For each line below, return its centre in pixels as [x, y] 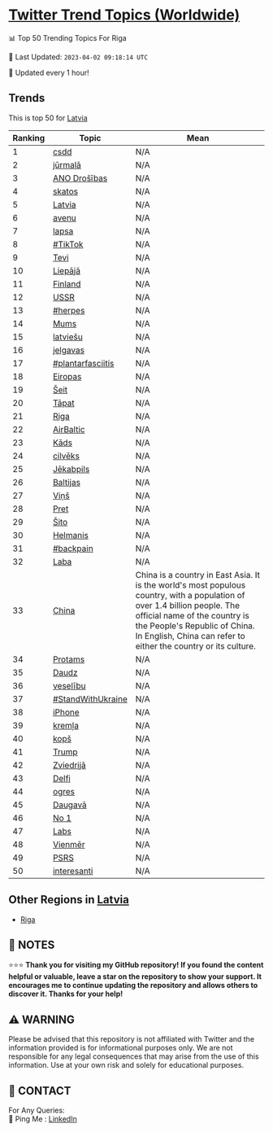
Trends [27, 98]
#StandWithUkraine [90, 699]
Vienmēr [69, 844]
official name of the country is [192, 615]
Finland [67, 284]
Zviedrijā [69, 765]
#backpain [73, 549]
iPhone [66, 712]
